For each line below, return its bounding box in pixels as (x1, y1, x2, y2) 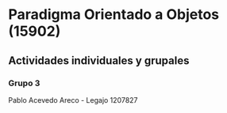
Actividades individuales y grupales (8, 54, 190, 67)
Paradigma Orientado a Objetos (8, 6, 220, 24)
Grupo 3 (8, 77, 40, 89)
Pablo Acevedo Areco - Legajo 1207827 (8, 95, 138, 104)
